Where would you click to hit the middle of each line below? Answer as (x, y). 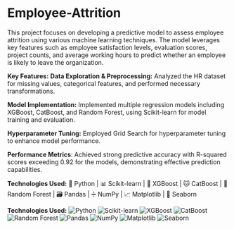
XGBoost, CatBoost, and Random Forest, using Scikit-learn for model (107, 112)
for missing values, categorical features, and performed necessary (104, 83)
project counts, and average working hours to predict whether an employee (117, 55)
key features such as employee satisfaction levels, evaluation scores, (107, 47)
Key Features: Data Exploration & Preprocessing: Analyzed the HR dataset (117, 76)
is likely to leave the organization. (56, 62)
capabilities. (25, 169)
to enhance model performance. (54, 141)
